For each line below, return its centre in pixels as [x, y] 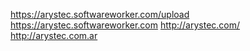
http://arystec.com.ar [54, 35]
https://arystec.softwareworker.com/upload [100, 14]
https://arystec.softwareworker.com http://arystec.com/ [125, 25]
